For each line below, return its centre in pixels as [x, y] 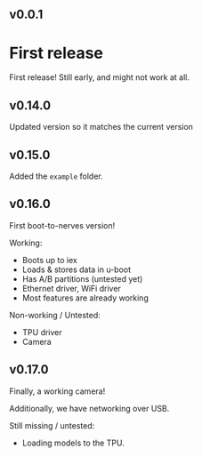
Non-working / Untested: [55, 315]
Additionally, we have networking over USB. [89, 408]
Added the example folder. [57, 176]
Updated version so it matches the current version [101, 127]
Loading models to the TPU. [73, 443]
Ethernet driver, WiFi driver [72, 288]
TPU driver [42, 332]
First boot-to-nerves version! [62, 225]
